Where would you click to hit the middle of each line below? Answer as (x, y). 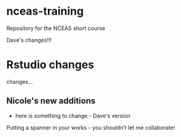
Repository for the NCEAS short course (56, 28)
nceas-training (45, 11)
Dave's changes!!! (29, 40)
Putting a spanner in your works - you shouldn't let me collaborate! (91, 127)
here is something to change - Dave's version (73, 116)
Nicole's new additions (51, 101)
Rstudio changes (50, 65)
